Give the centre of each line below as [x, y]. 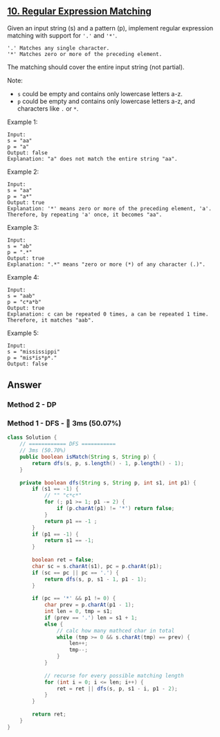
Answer [25, 385]
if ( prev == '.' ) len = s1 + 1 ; [91, 618]
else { [54, 624]
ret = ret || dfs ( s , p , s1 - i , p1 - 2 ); [117, 689]
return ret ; [49, 715]
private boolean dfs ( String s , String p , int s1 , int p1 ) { [108, 483]
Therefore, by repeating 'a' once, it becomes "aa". [85, 215]
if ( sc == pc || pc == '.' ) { [75, 573]
